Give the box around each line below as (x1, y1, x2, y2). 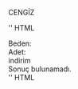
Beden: (8, 38, 32, 48)
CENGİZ (8, 8, 35, 17)
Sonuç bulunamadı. (8, 64, 72, 74)
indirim (8, 56, 31, 65)
